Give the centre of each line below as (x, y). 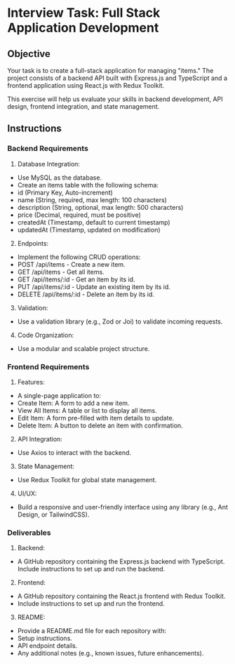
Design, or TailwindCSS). (53, 514)
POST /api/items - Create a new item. (71, 264)
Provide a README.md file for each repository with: (92, 631)
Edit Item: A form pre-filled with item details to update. (96, 418)
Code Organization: (46, 335)
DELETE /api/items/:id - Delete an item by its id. (86, 294)
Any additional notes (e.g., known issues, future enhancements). (110, 653)
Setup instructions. (45, 638)
